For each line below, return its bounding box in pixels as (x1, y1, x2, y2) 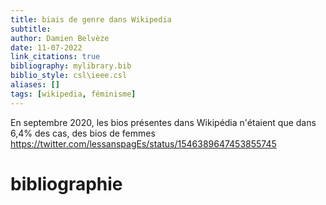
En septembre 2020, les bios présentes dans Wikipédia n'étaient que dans (10, 116, 317, 128)
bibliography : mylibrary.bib (10, 61, 132, 71)
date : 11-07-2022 (10, 42, 83, 53)
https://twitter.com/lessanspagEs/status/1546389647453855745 (10, 137, 277, 150)
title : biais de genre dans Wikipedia (10, 14, 172, 25)
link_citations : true (10, 52, 101, 62)
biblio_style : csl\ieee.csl (10, 71, 128, 81)
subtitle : (10, 24, 52, 34)
